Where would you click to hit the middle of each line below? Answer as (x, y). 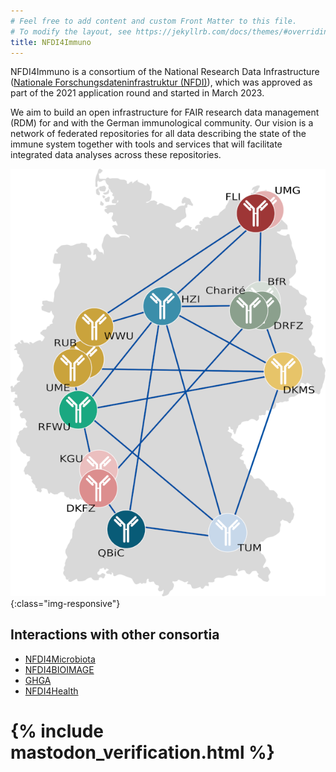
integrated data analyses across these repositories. (116, 155)
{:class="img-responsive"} (65, 603)
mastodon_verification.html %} (142, 752)
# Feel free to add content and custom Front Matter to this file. (154, 21)
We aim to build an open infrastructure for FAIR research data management (165, 112)
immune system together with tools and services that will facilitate (146, 144)
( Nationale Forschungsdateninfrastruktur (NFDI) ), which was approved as (161, 82)
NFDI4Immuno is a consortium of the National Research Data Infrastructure (165, 72)
